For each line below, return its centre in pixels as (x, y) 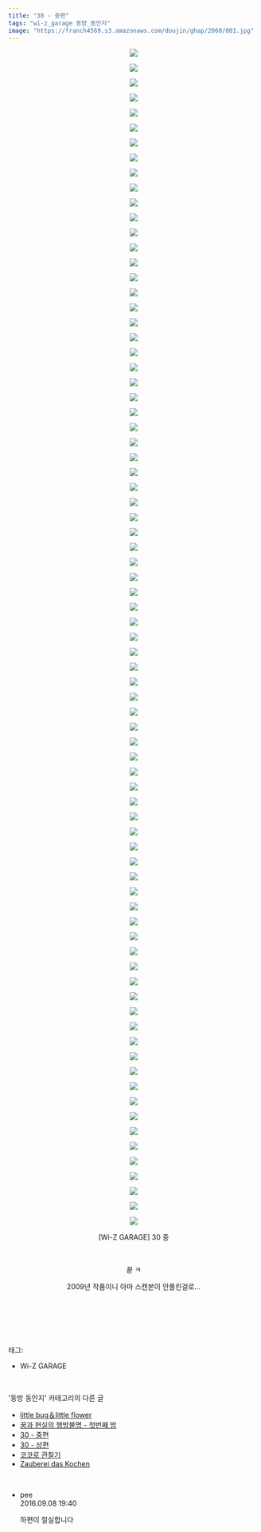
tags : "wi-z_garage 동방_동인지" (60, 23)
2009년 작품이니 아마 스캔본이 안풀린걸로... (134, 1287)
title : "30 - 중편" (39, 16)
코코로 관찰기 (40, 1455)
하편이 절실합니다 (47, 1520)
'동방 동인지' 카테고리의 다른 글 (56, 1398)
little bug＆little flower (56, 1415)
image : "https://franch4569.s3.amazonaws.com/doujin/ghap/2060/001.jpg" (131, 30)
